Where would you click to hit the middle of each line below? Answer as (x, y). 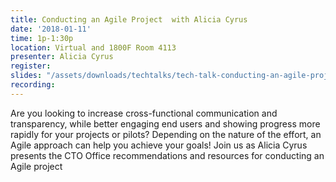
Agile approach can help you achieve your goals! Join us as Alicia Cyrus (159, 145)
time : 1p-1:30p (42, 38)
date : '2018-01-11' (51, 29)
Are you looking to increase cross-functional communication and (144, 113)
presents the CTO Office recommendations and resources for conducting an (167, 155)
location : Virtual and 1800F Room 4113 (93, 47)
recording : (33, 85)
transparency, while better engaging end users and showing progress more (165, 123)
